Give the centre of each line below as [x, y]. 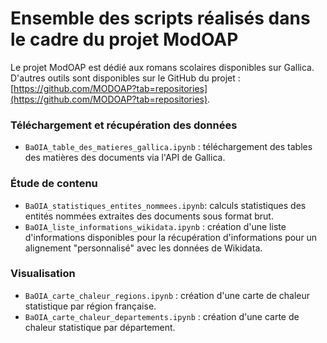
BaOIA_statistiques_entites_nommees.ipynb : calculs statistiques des [165, 205]
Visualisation [43, 274]
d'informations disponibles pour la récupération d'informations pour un [171, 237]
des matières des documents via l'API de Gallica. [125, 158]
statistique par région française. [90, 306]
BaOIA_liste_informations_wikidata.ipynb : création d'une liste [155, 226]
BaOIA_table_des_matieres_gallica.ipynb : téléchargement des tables [168, 147]
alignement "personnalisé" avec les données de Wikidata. [143, 248]
